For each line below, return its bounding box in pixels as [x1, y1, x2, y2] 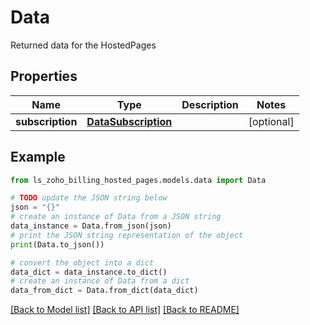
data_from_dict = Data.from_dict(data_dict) [10, 286, 199, 296]
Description [181, 97, 239, 111]
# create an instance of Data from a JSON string [10, 212, 222, 222]
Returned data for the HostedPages [10, 39, 157, 51]
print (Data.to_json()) [10, 239, 105, 250]
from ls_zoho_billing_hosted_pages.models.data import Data [10, 175, 267, 185]
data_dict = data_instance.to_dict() [10, 267, 168, 277]
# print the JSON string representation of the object [10, 230, 244, 240]
